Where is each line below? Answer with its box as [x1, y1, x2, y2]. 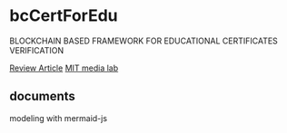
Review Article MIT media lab [9, 62, 119, 73]
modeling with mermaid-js [9, 112, 107, 123]
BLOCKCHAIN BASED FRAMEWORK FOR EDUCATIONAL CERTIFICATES [9, 35, 279, 46]
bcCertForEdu [9, 5, 118, 26]
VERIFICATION [9, 44, 64, 55]
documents [9, 89, 75, 104]
